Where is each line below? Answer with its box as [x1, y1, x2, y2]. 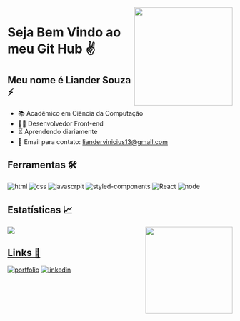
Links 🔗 [7, 246, 41, 259]
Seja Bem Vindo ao [7, 24, 121, 41]
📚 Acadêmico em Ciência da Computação [17, 109, 144, 117]
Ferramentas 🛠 [7, 159, 77, 171]
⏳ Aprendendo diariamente [17, 128, 98, 136]
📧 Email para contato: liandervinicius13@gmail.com [17, 138, 168, 146]
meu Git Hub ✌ [7, 41, 96, 57]
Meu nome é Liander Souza [7, 74, 131, 86]
